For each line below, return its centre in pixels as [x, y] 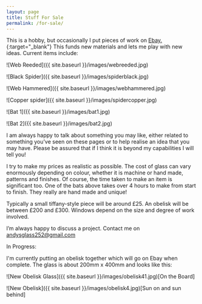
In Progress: [21, 246]
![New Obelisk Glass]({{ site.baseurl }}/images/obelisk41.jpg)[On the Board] [101, 277]
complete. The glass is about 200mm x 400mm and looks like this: [89, 265]
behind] [16, 295]
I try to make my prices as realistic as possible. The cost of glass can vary [99, 167]
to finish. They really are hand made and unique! [67, 192]
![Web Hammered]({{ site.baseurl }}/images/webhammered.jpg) [86, 88]
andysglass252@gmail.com [41, 235]
